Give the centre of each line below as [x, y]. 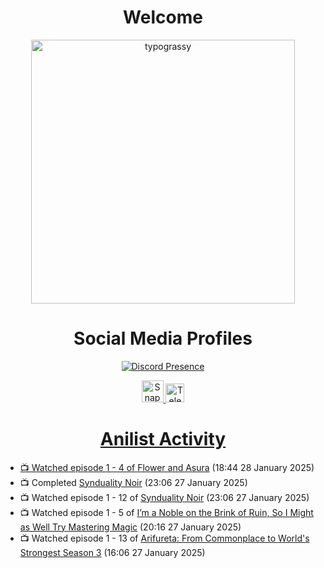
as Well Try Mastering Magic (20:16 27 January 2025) [130, 527]
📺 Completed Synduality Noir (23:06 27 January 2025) [133, 482]
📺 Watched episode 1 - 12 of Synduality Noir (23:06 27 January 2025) [164, 497]
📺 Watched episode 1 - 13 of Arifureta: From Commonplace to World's [164, 538]
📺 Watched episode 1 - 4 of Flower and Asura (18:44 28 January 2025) [167, 467]
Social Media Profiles [163, 338]
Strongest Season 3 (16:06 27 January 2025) [112, 552]
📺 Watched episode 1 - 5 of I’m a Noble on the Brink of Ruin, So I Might [166, 512]
